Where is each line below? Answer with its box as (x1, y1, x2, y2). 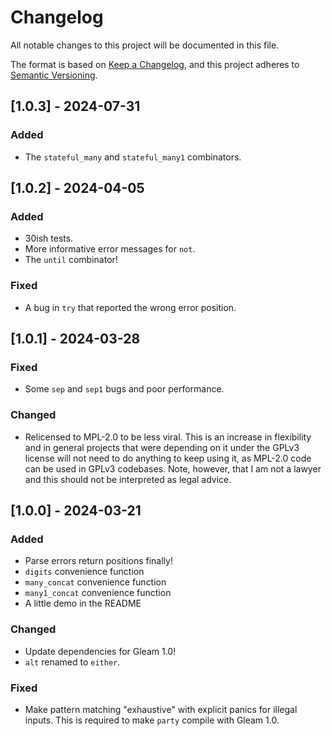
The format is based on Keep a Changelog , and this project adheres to (10, 58, 300, 70)
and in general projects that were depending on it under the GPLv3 (24, 441, 300, 453)
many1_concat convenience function (24, 587, 172, 599)
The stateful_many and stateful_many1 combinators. (24, 151, 242, 163)
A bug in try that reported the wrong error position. (24, 301, 237, 313)
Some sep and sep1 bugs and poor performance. (24, 383, 225, 395)
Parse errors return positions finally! (24, 555, 173, 567)
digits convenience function (24, 566, 145, 578)
